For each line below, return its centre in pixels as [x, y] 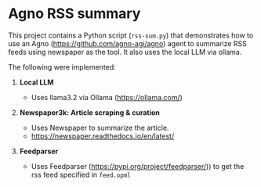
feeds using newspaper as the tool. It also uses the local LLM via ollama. [125, 52]
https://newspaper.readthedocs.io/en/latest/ [103, 136]
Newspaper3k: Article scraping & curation [90, 112]
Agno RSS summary [74, 14]
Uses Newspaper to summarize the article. [100, 128]
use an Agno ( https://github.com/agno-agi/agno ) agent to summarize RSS [127, 43]
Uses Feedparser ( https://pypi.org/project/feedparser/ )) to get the [138, 166]
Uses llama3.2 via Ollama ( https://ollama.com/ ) [107, 97]
